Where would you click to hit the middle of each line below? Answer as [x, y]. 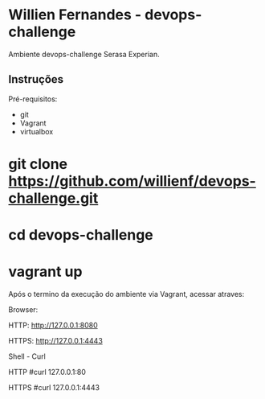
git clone [38, 164]
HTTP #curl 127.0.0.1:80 [47, 372]
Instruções [36, 79]
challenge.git [53, 198]
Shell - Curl [27, 356]
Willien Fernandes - [75, 15]
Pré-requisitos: [33, 99]
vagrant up [45, 272]
